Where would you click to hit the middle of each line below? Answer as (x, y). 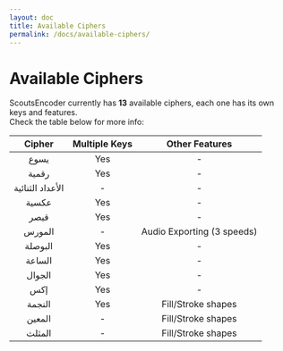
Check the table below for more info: (77, 122)
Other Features (199, 144)
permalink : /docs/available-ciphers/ (80, 34)
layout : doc (31, 17)
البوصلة (39, 247)
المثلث (39, 333)
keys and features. (43, 113)
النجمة (39, 305)
